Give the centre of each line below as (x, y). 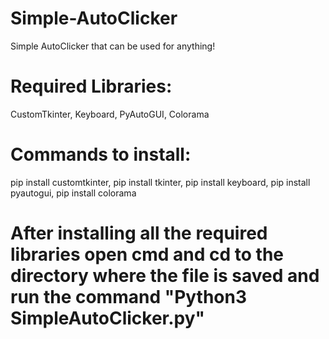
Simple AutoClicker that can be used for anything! (113, 46)
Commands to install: (101, 154)
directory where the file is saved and (165, 276)
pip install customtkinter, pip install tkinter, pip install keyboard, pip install (160, 182)
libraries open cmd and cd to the (147, 254)
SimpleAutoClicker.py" (108, 318)
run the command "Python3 (129, 297)
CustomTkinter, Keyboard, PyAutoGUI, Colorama (110, 114)
